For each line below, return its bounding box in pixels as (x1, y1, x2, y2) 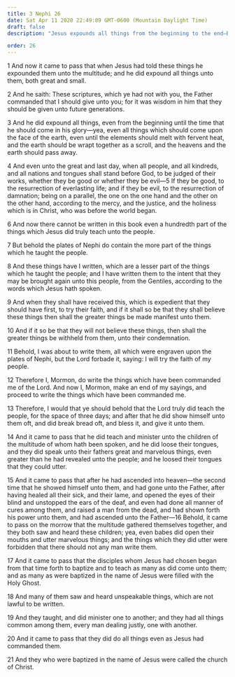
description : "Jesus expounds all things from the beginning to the (7, 29, 211, 37)
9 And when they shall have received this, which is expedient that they (7, 298, 211, 307)
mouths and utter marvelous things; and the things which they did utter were (7, 536, 228, 544)
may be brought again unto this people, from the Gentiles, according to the (7, 277, 222, 286)
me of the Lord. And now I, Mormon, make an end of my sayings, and (7, 383, 207, 392)
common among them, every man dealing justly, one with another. (7, 621, 198, 629)
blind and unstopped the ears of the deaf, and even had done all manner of (7, 498, 224, 507)
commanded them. (7, 642, 62, 650)
